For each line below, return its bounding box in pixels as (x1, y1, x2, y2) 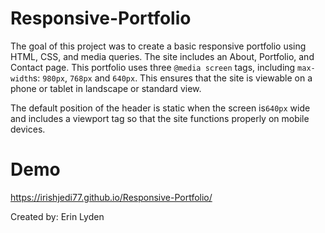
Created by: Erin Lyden (10, 210, 105, 222)
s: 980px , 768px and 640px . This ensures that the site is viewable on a (32, 72, 313, 84)
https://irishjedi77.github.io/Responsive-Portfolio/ (10, 191, 213, 203)
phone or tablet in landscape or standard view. (10, 82, 202, 94)
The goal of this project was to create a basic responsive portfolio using (10, 40, 307, 52)
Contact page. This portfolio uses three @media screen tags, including (10, 61, 296, 73)
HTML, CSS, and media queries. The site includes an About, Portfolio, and (10, 50, 315, 62)
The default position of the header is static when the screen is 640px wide (10, 102, 311, 114)
